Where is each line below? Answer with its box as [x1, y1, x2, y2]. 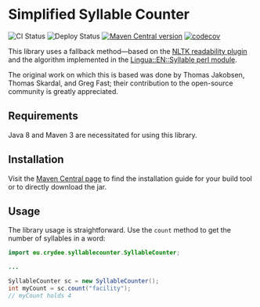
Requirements [8, 110, 78, 123]
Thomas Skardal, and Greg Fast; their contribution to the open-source [8, 78, 233, 88]
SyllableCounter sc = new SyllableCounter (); [8, 277, 159, 285]
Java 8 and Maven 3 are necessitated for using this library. [8, 130, 197, 139]
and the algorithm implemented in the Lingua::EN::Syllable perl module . [8, 55, 237, 64]
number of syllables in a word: [8, 233, 106, 244]
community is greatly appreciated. [8, 86, 119, 96]
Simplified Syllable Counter [8, 5, 190, 23]
